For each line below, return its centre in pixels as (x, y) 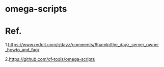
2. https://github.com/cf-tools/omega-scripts (50, 59)
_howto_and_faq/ (22, 50)
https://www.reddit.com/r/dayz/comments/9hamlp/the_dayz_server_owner (84, 45)
